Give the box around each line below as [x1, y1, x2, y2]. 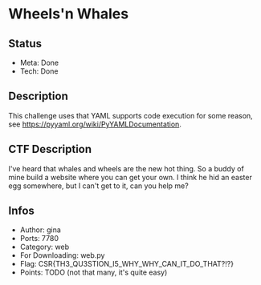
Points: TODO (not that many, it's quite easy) [19, 267, 168, 277]
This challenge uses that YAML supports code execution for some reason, [8, 110, 253, 120]
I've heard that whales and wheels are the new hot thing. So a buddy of [8, 163, 245, 173]
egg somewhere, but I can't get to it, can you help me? [8, 181, 189, 191]
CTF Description [8, 142, 92, 156]
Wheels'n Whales [8, 5, 129, 23]
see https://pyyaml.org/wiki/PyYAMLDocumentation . [8, 119, 182, 129]
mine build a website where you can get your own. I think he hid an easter [8, 172, 253, 182]
